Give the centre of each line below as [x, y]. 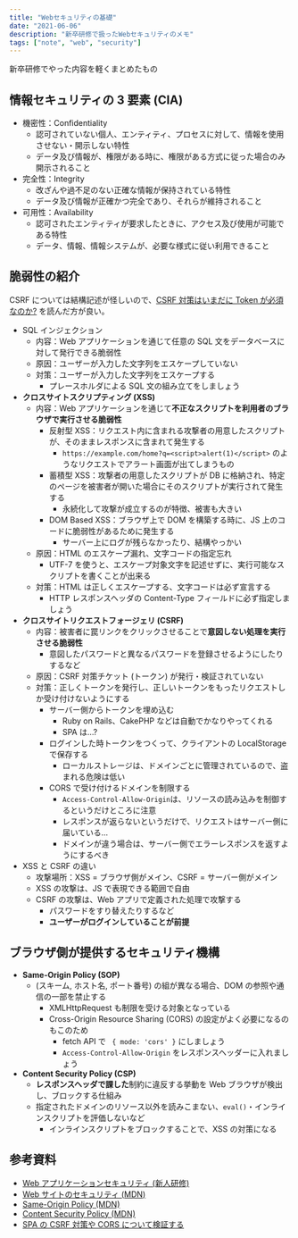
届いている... [85, 832]
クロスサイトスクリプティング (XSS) [89, 397]
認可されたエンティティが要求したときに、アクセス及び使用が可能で [160, 223]
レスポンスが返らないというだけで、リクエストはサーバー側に [175, 821]
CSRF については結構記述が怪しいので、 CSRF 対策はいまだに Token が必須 [146, 299]
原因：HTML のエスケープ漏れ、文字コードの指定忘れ [133, 553]
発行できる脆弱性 [91, 352]
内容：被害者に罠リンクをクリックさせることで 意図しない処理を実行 [161, 632]
